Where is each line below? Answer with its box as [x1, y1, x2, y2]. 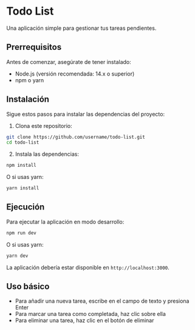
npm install [6, 163, 36, 169]
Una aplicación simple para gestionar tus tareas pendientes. [6, 24, 157, 32]
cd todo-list [6, 139, 39, 146]
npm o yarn [15, 76, 44, 83]
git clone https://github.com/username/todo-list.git [6, 134, 146, 140]
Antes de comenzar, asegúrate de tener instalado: [6, 58, 132, 65]
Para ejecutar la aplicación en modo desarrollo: [6, 218, 125, 225]
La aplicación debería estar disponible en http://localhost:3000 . [6, 264, 170, 271]
